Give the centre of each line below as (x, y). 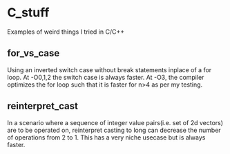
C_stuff (28, 13)
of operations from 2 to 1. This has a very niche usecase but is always (106, 137)
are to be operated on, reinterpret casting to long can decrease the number (114, 130)
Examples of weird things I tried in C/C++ (66, 32)
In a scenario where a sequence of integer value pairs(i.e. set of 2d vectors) (115, 122)
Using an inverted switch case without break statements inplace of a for (109, 69)
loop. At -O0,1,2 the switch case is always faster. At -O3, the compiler (106, 77)
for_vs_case (33, 53)
